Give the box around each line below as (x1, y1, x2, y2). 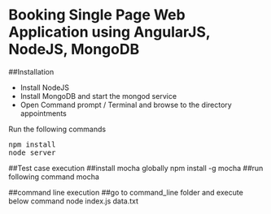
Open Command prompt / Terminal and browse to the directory (20, 100, 232, 109)
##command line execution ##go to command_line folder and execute (8, 187, 244, 197)
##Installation (8, 66, 55, 76)
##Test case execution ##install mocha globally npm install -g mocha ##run (8, 163, 264, 173)
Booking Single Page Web (8, 6, 186, 24)
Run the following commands (8, 124, 107, 134)
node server (8, 148, 56, 157)
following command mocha (8, 172, 100, 182)
